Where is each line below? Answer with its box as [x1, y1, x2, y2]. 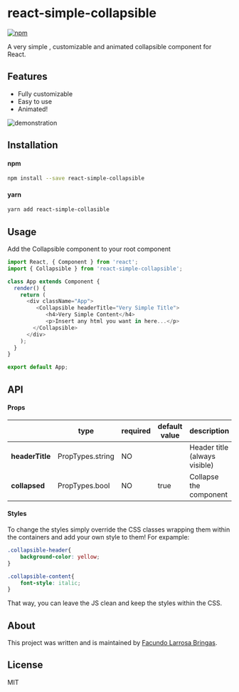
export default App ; [7, 363, 69, 371]
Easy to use [17, 97, 52, 105]
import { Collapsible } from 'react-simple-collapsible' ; [7, 265, 183, 272]
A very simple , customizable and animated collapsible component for [7, 42, 212, 51]
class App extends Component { [7, 278, 100, 285]
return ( [20, 291, 46, 299]
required [121, 425, 152, 435]
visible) [189, 460, 214, 470]
